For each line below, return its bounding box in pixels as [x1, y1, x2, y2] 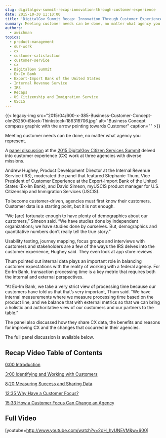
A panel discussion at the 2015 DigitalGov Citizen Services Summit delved [5, 148, 156, 154]
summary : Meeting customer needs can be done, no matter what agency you [5, 21, 161, 26]
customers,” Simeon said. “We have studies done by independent [5, 218, 138, 224]
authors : [5, 26, 23, 31]
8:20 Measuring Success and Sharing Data [5, 381, 93, 387]
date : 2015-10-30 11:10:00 [5, 12, 61, 17]
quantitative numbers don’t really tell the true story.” [5, 229, 111, 235]
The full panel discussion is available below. [5, 334, 94, 340]
